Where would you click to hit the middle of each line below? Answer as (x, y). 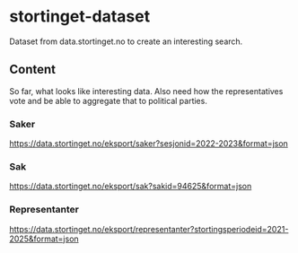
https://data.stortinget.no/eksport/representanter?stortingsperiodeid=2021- (149, 229)
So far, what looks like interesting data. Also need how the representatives (146, 91)
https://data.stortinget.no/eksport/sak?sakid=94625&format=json (131, 187)
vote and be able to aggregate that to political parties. (109, 100)
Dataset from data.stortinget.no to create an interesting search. (126, 41)
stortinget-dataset (80, 17)
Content (33, 70)
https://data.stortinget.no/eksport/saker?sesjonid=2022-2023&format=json (149, 144)
